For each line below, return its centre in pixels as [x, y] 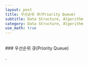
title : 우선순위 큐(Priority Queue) [41, 14]
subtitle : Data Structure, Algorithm [44, 19]
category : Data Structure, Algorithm [44, 24]
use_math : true [21, 28]
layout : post [19, 10]
